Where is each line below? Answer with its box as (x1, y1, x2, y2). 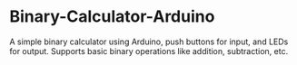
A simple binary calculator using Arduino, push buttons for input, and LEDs (9, 36, 289, 47)
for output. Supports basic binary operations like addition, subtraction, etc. (9, 45, 289, 56)
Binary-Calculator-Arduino (9, 6, 215, 27)
